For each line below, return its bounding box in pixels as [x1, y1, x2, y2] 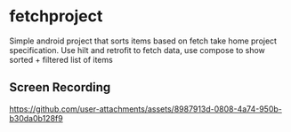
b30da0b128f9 [9, 113, 64, 123]
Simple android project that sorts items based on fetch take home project [9, 35, 278, 46]
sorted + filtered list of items [9, 54, 113, 65]
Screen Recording [9, 80, 111, 95]
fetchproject [9, 6, 103, 27]
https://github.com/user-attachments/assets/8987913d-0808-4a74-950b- [9, 104, 282, 114]
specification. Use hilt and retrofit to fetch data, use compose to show [9, 44, 265, 55]
